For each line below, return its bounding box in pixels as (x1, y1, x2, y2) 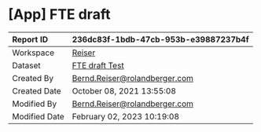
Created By (12, 72, 53, 83)
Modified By (12, 98, 57, 109)
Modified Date (12, 111, 64, 122)
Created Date (12, 85, 61, 96)
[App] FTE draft (8, 5, 111, 24)
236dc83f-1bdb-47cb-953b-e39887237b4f (72, 34, 249, 45)
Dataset (12, 60, 41, 71)
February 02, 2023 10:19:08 (72, 111, 179, 122)
